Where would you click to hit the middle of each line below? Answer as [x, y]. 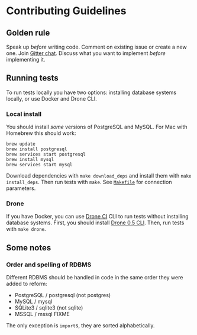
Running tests [33, 78]
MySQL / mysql [33, 302]
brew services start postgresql [46, 154]
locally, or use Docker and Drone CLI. [51, 98]
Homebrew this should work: [41, 133]
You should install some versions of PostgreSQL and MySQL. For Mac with [97, 127]
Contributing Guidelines [66, 11]
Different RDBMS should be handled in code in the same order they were [95, 278]
